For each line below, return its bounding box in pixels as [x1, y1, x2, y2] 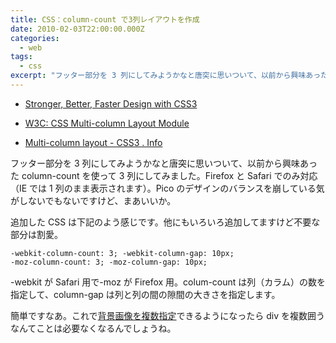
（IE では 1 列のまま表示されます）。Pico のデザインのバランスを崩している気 [10, 182, 325, 194]
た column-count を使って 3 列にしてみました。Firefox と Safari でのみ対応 [10, 169, 318, 181]
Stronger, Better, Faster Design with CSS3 [24, 97, 198, 110]
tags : [10, 52, 33, 62]
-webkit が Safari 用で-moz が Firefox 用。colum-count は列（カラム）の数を [10, 276, 326, 288]
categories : [10, 33, 60, 43]
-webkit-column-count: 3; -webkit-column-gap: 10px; [10, 248, 235, 258]
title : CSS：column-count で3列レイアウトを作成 [10, 14, 200, 25]
